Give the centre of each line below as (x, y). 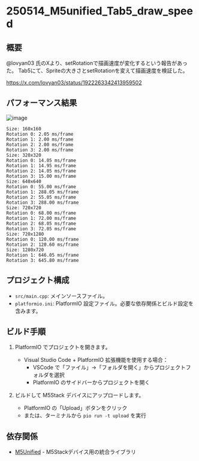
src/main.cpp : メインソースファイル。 (61, 296)
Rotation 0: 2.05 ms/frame (40, 134)
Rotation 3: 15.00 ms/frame (41, 176)
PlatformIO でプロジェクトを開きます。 (63, 347)
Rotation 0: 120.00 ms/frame (43, 239)
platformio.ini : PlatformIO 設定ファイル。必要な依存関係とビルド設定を (104, 303)
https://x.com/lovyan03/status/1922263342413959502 (74, 83)
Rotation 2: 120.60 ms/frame (43, 245)
